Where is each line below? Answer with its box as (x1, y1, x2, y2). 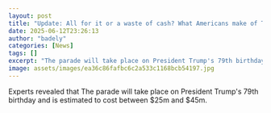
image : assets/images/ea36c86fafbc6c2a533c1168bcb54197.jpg (8, 65, 215, 73)
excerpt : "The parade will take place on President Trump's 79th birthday (8, 57, 265, 65)
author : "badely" (8, 34, 67, 43)
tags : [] (8, 49, 38, 57)
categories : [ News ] (8, 42, 74, 50)
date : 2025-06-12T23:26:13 (8, 27, 99, 35)
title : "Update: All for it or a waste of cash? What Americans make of (8, 19, 258, 27)
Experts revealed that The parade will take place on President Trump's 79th (8, 86, 259, 96)
